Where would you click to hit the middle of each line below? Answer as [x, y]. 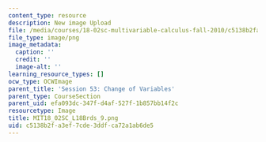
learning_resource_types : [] [56, 74]
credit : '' [33, 60]
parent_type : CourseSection [55, 96]
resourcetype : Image [42, 111]
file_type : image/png [44, 37]
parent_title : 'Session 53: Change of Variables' [92, 89]
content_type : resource [47, 15]
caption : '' [35, 52]
